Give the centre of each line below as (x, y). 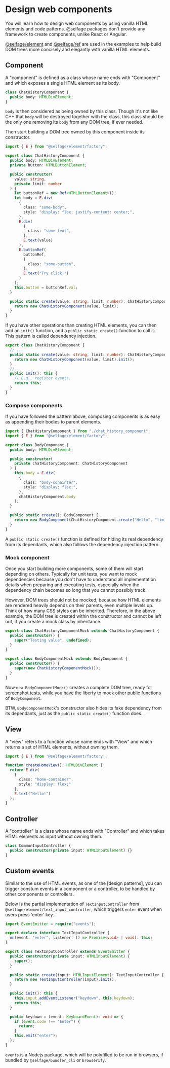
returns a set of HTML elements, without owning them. (62, 747)
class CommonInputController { (38, 846)
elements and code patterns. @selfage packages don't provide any (75, 28)
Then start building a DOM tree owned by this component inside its (75, 132)
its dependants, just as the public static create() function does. (74, 713)
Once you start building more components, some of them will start (74, 568)
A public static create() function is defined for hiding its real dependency (84, 539)
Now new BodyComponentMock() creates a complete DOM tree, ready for (79, 687)
